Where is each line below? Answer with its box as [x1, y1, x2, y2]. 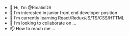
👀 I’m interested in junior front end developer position [9, 10, 118, 16]
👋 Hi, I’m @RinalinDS [9, 5, 52, 10]
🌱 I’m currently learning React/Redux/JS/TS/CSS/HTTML [9, 15, 125, 20]
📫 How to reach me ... [9, 26, 55, 31]
